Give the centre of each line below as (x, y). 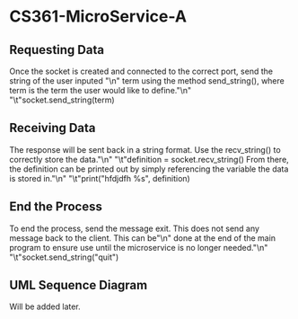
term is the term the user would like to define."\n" (101, 90)
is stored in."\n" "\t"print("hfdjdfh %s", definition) (100, 178)
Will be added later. (45, 306)
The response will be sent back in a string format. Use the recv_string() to (145, 149)
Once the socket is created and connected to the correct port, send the (141, 71)
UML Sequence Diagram (79, 285)
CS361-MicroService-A (98, 17)
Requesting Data (57, 50)
